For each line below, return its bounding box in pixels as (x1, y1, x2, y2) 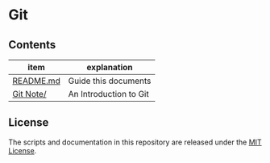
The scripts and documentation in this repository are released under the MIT (8, 137, 262, 147)
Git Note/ (12, 89, 47, 99)
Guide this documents (68, 75, 152, 86)
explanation (86, 62, 133, 73)
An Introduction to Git (68, 89, 149, 99)
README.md (12, 75, 60, 86)
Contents (8, 38, 56, 52)
